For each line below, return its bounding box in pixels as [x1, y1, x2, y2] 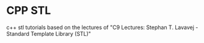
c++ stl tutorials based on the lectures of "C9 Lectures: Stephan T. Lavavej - [6, 24, 199, 31]
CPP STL [6, 4, 51, 18]
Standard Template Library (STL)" [6, 30, 92, 37]
